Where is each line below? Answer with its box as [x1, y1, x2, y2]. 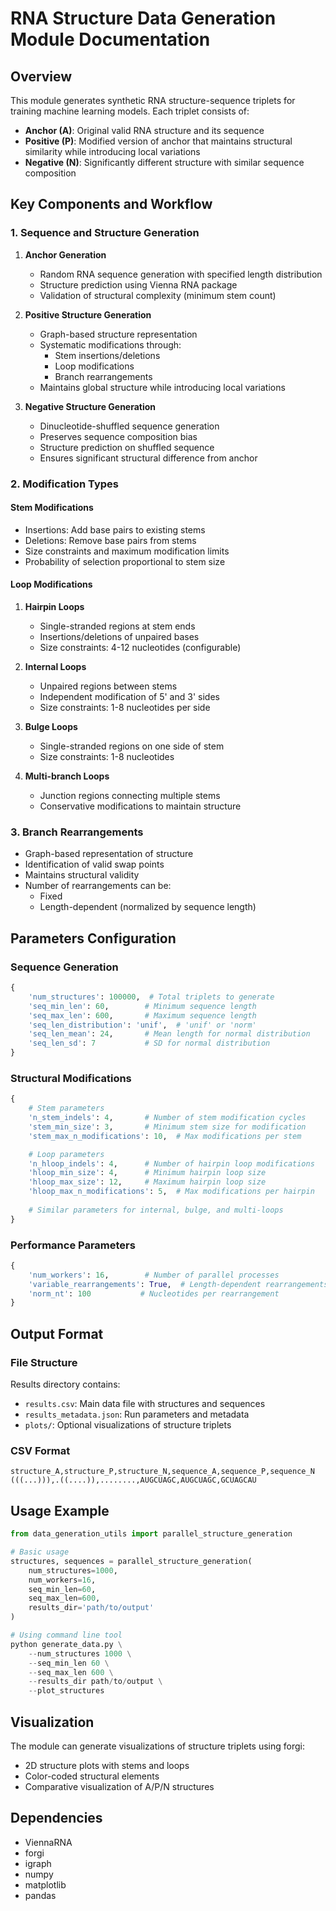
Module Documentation [10, 28, 211, 51]
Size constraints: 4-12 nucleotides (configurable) [39, 642, 242, 654]
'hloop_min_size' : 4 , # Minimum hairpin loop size [28, 1168, 267, 1178]
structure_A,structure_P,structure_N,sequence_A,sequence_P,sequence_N [10, 1467, 315, 1477]
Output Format [10, 1325, 104, 1342]
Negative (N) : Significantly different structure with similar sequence [24, 157, 305, 168]
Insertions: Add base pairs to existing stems [24, 523, 206, 536]
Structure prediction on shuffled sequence [39, 441, 215, 453]
